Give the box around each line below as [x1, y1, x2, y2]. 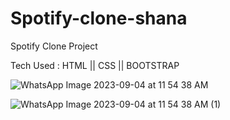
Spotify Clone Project [10, 40, 98, 52]
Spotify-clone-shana [10, 7, 188, 30]
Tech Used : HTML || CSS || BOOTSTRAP [10, 59, 180, 71]
